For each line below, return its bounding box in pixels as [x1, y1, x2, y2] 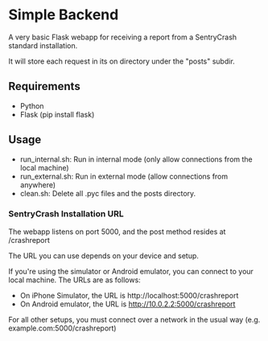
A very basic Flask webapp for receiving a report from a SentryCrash [8, 32, 237, 42]
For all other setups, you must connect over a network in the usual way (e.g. [8, 314, 261, 324]
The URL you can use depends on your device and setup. [8, 251, 200, 261]
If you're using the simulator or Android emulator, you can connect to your [8, 266, 254, 276]
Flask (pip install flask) [19, 109, 95, 119]
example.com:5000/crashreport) [8, 323, 117, 333]
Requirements [8, 80, 80, 93]
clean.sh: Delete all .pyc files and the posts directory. [19, 188, 196, 198]
